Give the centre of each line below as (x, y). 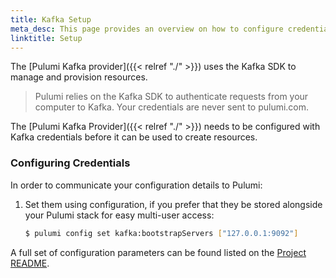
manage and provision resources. (79, 77)
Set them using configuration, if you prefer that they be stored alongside (173, 204)
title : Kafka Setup (51, 19)
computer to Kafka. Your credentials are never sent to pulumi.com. (172, 107)
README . (30, 263)
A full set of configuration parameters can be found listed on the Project (158, 252)
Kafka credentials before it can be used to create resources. (134, 137)
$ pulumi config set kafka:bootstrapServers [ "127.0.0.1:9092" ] (161, 233)
